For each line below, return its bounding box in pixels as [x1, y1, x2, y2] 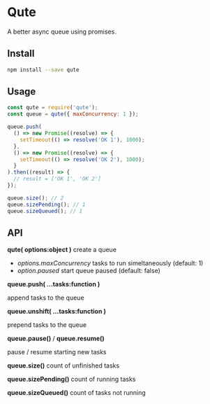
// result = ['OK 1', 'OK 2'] [13, 176, 101, 183]
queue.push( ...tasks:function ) [7, 280, 100, 288]
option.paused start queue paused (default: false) [17, 267, 160, 275]
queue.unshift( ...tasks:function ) [7, 307, 107, 316]
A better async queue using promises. [7, 27, 117, 36]
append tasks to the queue [7, 293, 85, 302]
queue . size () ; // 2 [7, 194, 64, 202]
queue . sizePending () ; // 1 [7, 201, 86, 208]
